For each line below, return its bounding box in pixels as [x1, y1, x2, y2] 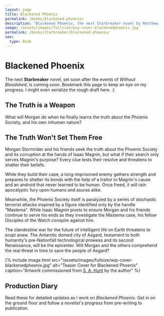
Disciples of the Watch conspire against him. [5, 218, 95, 223]
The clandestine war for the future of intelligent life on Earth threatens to [5, 227, 151, 233]
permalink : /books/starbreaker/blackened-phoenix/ [5, 30, 110, 35]
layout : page [5, 7, 32, 12]
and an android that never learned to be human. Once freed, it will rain [5, 182, 146, 188]
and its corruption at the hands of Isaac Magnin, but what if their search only [5, 151, 159, 157]
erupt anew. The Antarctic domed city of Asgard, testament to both [5, 232, 140, 238]
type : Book [9, 39, 32, 44]
